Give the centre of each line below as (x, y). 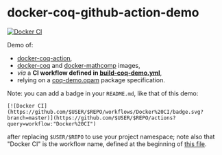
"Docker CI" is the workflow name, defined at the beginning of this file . (107, 144)
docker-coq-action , (45, 58)
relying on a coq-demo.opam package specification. (91, 80)
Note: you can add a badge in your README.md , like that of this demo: (103, 93)
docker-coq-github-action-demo (103, 13)
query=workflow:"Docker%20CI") (52, 124)
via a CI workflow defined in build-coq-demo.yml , (89, 73)
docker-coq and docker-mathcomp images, (78, 65)
